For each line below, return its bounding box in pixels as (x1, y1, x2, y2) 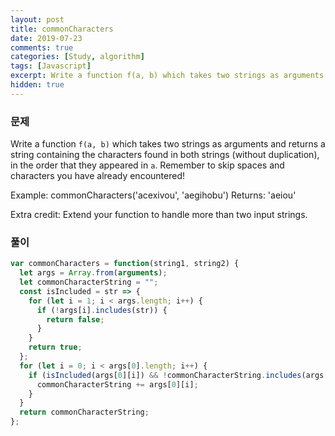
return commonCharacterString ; (19, 407, 150, 418)
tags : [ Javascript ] (10, 61, 92, 71)
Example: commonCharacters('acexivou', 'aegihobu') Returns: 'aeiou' (10, 189, 297, 201)
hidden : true (10, 80, 65, 90)
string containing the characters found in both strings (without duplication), (10, 149, 320, 161)
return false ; (46, 314, 105, 325)
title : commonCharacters (10, 24, 114, 34)
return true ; (28, 342, 83, 353)
